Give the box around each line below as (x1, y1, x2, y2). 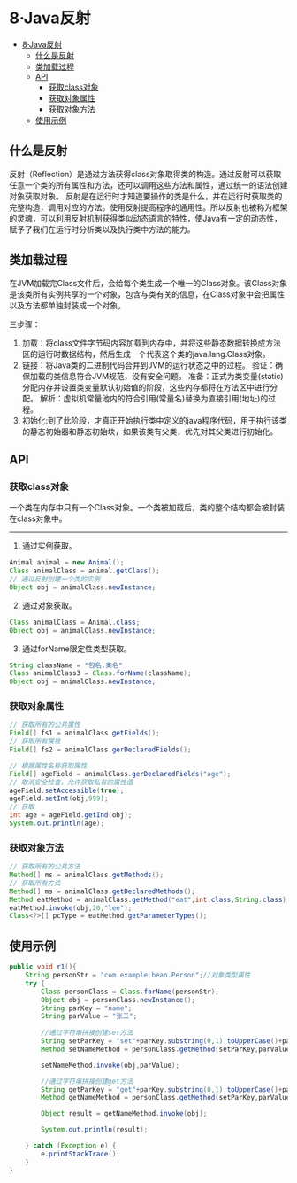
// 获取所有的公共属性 (9, 720, 81, 729)
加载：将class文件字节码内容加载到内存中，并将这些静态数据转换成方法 (21, 338, 281, 348)
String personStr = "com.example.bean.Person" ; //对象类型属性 (25, 971, 251, 980)
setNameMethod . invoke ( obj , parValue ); (41, 1061, 179, 1070)
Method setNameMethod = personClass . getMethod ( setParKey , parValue (41, 1045, 291, 1054)
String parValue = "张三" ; (41, 1012, 138, 1021)
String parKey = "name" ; (41, 1003, 133, 1013)
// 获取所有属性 (9, 737, 61, 746)
